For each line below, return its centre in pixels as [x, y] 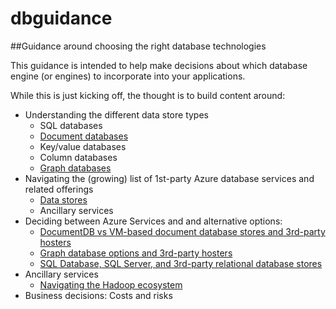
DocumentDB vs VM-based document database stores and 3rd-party [182, 231]
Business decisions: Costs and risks [98, 295]
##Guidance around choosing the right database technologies [138, 46]
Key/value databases [83, 146]
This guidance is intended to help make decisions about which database [159, 65]
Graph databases [75, 168]
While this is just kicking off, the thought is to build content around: [148, 95]
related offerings [59, 189]
